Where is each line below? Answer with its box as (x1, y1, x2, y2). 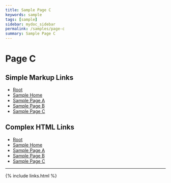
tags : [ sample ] (5, 17, 38, 22)
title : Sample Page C (5, 7, 51, 13)
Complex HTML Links (5, 123, 75, 132)
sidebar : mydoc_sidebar (5, 21, 56, 27)
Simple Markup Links (5, 73, 74, 82)
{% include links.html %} (5, 172, 57, 178)
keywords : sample (5, 12, 42, 17)
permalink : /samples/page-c (5, 26, 65, 32)
